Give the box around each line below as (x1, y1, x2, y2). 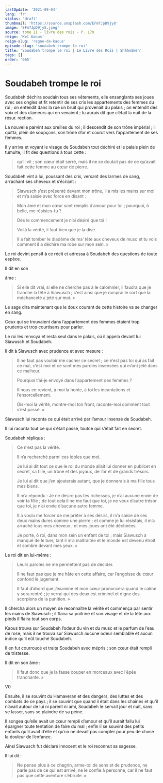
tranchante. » (16, 674, 44, 681)
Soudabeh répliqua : (5, 435, 46, 441)
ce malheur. (16, 368, 41, 374)
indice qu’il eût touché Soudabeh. (5, 636, 72, 642)
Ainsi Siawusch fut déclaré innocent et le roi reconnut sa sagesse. (5, 743, 137, 749)
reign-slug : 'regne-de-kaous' (5, 39, 66, 44)
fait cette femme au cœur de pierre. (16, 164, 89, 170)
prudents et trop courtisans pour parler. (5, 324, 84, 330)
